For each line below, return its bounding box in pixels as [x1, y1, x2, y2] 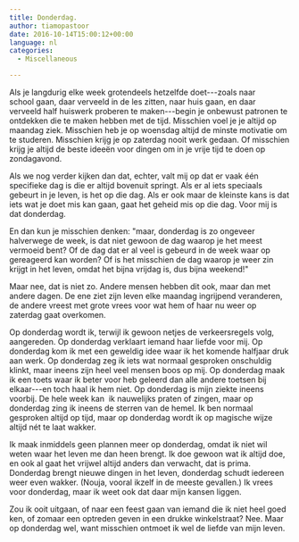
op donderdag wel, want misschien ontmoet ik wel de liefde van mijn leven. [9, 523, 286, 533]
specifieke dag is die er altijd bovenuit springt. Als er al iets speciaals [9, 180, 263, 190]
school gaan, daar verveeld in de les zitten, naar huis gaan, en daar [9, 96, 256, 107]
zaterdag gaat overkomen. [9, 310, 106, 320]
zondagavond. [9, 154, 62, 163]
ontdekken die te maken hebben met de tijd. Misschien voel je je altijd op [9, 115, 277, 126]
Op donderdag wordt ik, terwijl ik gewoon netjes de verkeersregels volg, [9, 327, 275, 338]
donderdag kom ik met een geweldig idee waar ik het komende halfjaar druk [9, 346, 289, 356]
